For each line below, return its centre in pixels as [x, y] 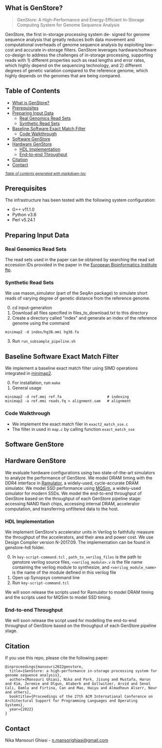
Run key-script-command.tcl [40, 583]
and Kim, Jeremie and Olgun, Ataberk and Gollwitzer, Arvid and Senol [78, 684]
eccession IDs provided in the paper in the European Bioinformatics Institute [81, 265]
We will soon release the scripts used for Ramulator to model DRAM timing [79, 592]
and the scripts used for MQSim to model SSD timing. [58, 597]
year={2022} [22, 710]
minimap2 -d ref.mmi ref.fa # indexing [67, 397]
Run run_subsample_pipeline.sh [44, 341]
